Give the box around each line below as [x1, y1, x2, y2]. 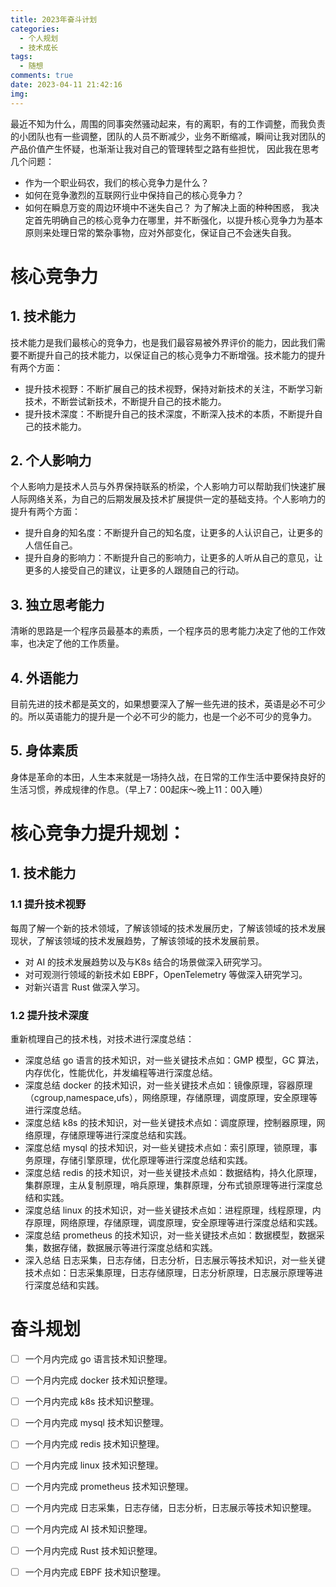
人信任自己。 [24, 539, 78, 551]
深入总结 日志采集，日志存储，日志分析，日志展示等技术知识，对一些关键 [24, 1254, 326, 1266]
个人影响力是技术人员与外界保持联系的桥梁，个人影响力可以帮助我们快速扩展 [10, 481, 326, 493]
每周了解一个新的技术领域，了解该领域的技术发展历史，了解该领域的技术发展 [10, 922, 326, 934]
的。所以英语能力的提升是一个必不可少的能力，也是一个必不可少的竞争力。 [10, 711, 317, 723]
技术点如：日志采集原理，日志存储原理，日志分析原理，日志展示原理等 [24, 1267, 315, 1279]
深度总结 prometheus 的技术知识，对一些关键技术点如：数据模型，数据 [24, 1229, 317, 1241]
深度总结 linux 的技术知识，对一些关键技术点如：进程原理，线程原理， [24, 1204, 313, 1216]
